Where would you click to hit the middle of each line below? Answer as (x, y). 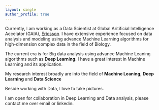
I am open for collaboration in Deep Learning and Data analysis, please (77, 98)
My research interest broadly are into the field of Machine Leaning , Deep (79, 73)
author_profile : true (27, 14)
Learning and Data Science (33, 79)
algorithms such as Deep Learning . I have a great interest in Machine (75, 59)
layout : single (21, 10)
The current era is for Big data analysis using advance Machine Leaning (78, 54)
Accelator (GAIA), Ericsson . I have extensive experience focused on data (79, 34)
